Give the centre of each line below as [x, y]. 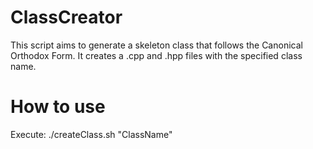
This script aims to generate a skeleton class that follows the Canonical [156, 45]
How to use [58, 107]
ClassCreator [66, 17]
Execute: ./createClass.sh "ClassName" [91, 134]
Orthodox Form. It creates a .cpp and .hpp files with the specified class [156, 55]
